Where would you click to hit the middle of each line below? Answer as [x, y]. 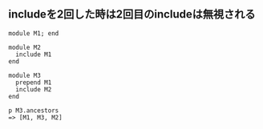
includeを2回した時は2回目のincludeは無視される [132, 14]
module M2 [25, 47]
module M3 [25, 75]
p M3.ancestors [34, 111]
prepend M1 [34, 83]
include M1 [34, 54]
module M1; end [34, 33]
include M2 [34, 89]
